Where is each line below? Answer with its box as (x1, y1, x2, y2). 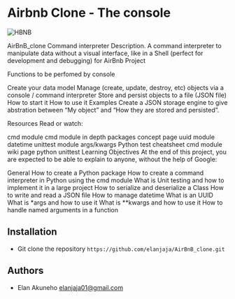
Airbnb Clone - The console (7, 5, 171, 21)
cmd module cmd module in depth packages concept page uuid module (7, 133, 215, 141)
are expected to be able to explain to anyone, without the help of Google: (7, 155, 218, 163)
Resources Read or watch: (7, 119, 83, 127)
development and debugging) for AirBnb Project (7, 56, 145, 64)
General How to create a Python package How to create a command (7, 168, 204, 177)
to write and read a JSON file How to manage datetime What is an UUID (7, 191, 213, 199)
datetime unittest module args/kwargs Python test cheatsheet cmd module (7, 140, 222, 148)
